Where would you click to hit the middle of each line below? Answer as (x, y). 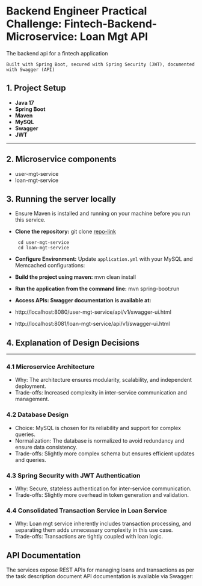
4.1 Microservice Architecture (50, 367)
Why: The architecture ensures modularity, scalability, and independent (103, 380)
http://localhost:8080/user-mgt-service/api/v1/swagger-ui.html (93, 312)
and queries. (30, 460)
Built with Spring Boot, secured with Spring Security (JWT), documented (101, 64)
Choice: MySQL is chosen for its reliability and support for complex (98, 428)
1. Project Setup (36, 88)
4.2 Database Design (38, 415)
